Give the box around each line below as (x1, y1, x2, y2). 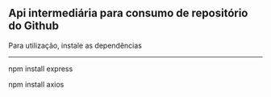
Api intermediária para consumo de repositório (8, 6, 248, 20)
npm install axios (8, 79, 65, 89)
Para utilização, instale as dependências (8, 40, 143, 50)
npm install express (8, 64, 73, 74)
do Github (8, 19, 59, 33)
